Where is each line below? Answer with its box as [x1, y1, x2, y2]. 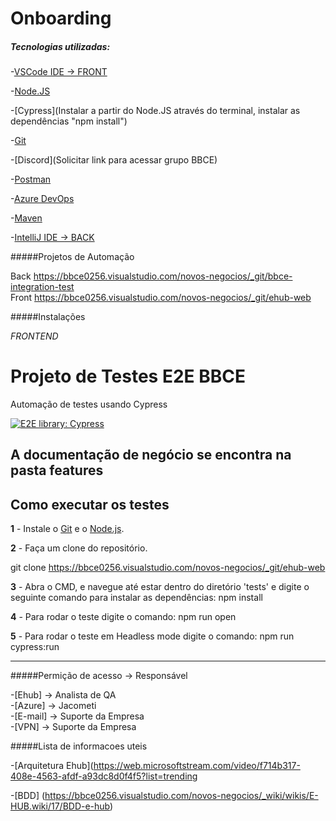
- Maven [10, 212, 43, 224]
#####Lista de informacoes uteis [10, 740, 148, 752]
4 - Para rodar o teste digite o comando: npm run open [10, 611, 237, 623]
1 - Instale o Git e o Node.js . [10, 523, 125, 535]
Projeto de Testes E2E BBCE [10, 365, 246, 388]
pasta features [10, 462, 104, 479]
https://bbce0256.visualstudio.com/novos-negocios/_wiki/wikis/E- [44, 790, 319, 802]
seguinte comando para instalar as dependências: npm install [10, 592, 263, 604]
